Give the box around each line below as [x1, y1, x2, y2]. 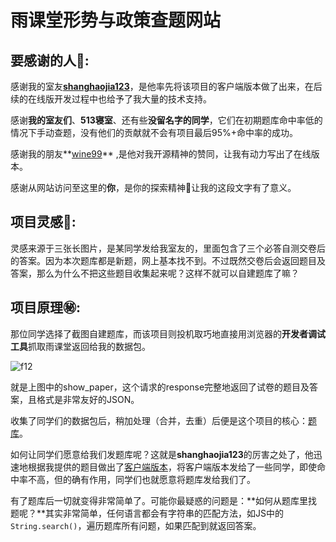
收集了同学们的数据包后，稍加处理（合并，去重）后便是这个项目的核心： [10, 414, 308, 426]
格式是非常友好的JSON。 [36, 393, 140, 405]
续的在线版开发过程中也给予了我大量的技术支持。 [10, 93, 212, 105]
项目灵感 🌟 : [10, 214, 77, 231]
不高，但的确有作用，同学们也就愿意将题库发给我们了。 [27, 473, 256, 485]
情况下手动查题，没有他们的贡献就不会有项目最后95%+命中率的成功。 [10, 127, 298, 138]
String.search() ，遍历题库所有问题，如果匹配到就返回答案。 [10, 519, 262, 531]
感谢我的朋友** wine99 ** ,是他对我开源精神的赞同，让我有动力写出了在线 [10, 148, 312, 160]
